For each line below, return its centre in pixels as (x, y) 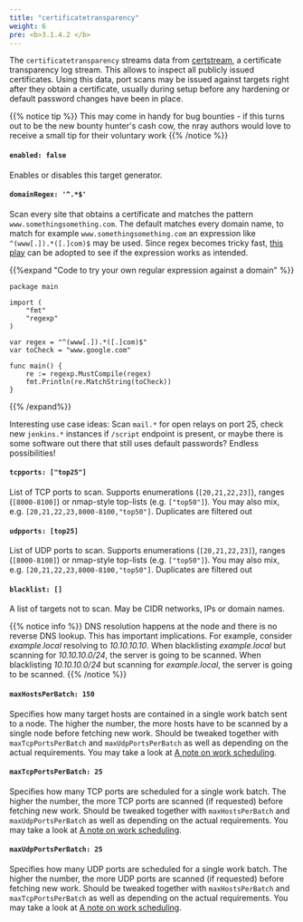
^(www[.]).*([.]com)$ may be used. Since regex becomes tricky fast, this (147, 243)
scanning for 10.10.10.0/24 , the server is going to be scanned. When (135, 655)
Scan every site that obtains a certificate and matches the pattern (132, 214)
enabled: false (38, 155)
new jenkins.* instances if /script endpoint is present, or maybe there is (146, 433)
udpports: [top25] (44, 531)
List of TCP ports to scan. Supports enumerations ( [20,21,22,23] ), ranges (147, 492)
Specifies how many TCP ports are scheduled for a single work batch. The (148, 791)
